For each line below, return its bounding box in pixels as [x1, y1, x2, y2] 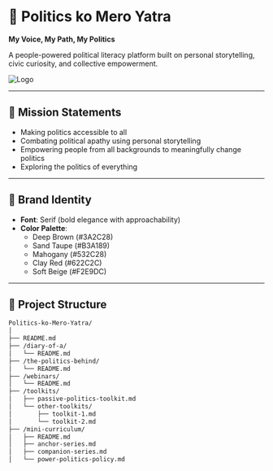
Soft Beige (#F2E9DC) [32, 266, 107, 276]
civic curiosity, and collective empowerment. [8, 59, 158, 68]
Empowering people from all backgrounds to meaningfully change [19, 144, 242, 154]
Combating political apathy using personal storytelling [19, 136, 201, 146]
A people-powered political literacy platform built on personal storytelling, [8, 50, 255, 59]
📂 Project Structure [8, 297, 107, 312]
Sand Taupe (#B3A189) [32, 240, 110, 251]
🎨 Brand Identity [8, 193, 92, 207]
